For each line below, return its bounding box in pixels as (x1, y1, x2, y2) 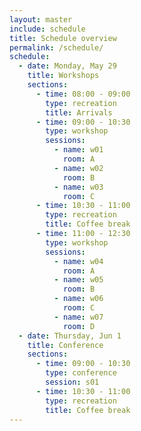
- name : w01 (53, 145, 104, 155)
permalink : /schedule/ (9, 42, 104, 53)
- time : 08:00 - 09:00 (35, 89, 131, 99)
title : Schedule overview (9, 33, 117, 43)
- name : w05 (53, 275, 104, 285)
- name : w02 (53, 163, 104, 173)
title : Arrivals (45, 107, 113, 118)
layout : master (9, 14, 73, 25)
